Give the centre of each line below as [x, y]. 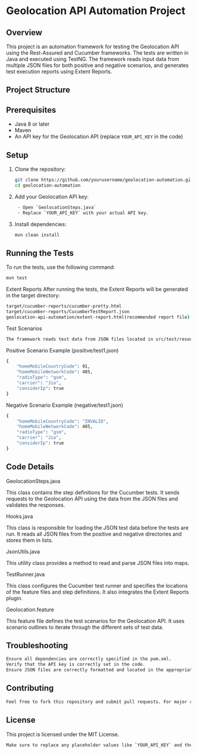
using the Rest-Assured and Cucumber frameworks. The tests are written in [97, 53]
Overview [24, 33]
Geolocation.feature [30, 610]
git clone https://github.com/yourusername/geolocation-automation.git [104, 180]
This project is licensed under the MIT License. [63, 734]
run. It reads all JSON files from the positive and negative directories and [94, 534]
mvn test [17, 278]
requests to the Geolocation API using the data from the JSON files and [92, 499]
